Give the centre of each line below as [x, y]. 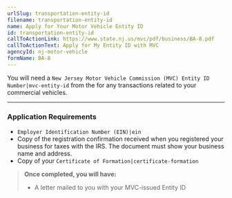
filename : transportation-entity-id [60, 20]
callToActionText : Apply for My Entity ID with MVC [83, 45]
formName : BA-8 [29, 58]
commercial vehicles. [37, 92]
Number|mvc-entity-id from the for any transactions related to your [102, 85]
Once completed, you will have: [70, 174]
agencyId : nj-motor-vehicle [48, 52]
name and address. [45, 154]
